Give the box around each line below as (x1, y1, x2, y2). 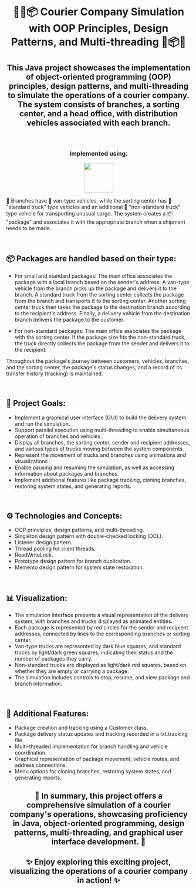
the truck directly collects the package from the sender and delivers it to (14, 339, 190, 347)
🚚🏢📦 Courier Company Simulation (12, 5, 185, 19)
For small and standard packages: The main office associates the (14, 272, 173, 280)
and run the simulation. (14, 420, 70, 427)
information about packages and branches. (14, 470, 119, 477)
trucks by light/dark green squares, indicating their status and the (14, 649, 173, 656)
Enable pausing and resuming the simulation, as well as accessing (14, 464, 175, 471)
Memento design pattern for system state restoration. (14, 564, 144, 571)
